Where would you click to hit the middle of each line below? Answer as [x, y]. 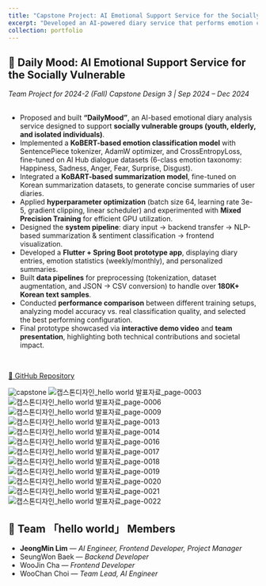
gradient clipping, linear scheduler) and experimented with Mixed [134, 210]
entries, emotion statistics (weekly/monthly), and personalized [121, 261]
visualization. [41, 244]
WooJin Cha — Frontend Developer [77, 565]
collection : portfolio [46, 30]
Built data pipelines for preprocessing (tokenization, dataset [118, 278]
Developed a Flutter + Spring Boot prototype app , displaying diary [129, 253]
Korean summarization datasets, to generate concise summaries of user [137, 185]
